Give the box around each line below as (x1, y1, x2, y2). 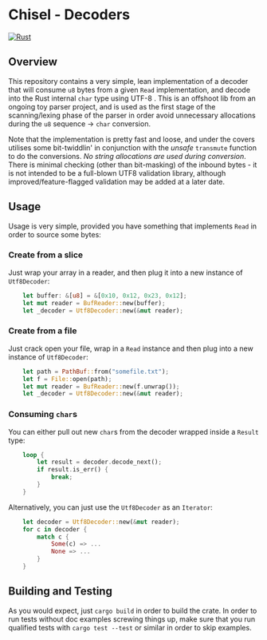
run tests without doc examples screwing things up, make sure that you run (8, 614, 256, 624)
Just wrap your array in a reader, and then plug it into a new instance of (8, 268, 243, 277)
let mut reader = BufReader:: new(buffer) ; (22, 299, 166, 307)
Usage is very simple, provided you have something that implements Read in (8, 221, 257, 231)
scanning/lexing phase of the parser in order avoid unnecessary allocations (8, 110, 257, 120)
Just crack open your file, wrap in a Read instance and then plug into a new (8, 344, 253, 353)
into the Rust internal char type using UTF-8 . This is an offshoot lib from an (8, 93, 257, 103)
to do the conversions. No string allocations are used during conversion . (8, 151, 247, 161)
